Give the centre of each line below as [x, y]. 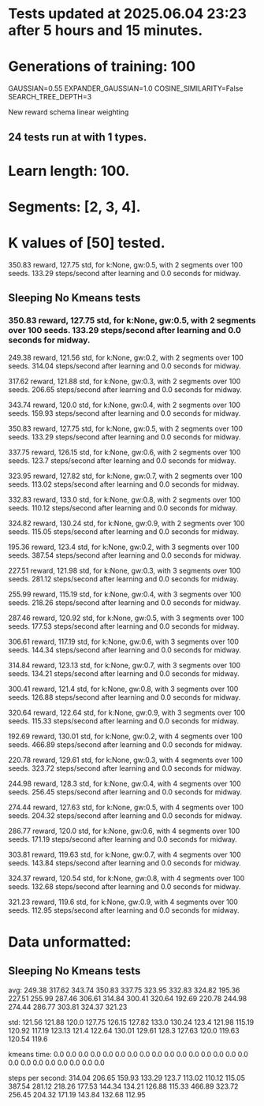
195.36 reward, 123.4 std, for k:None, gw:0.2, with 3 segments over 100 [124, 547]
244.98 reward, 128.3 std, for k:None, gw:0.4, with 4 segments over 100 [125, 783]
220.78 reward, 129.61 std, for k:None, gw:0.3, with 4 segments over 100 [126, 760]
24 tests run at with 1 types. [78, 137]
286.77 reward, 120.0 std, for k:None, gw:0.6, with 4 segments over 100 [124, 831]
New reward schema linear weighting [69, 112]
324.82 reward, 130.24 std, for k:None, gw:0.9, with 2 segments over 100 [127, 523]
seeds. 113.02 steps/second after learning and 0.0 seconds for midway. [124, 484]
